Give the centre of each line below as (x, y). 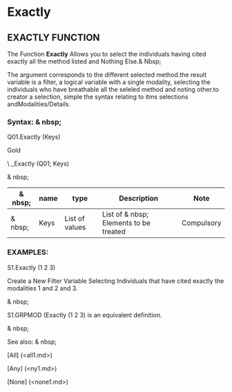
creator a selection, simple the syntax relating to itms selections (98, 97)
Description (139, 199)
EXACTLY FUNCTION (54, 38)
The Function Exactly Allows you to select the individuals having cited (107, 54)
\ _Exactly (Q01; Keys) (38, 164)
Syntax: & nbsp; (35, 121)
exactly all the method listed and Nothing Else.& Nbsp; (84, 61)
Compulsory (202, 223)
